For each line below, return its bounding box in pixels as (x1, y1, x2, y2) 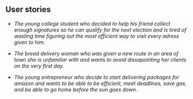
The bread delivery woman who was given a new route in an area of (13, 49, 179, 57)
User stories (5, 5, 51, 15)
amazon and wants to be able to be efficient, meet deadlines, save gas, (13, 80, 187, 87)
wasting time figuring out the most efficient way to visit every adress (13, 32, 179, 40)
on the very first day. (13, 62, 65, 69)
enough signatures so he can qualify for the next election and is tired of (13, 26, 187, 33)
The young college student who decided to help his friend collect (13, 20, 170, 27)
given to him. (13, 38, 45, 45)
